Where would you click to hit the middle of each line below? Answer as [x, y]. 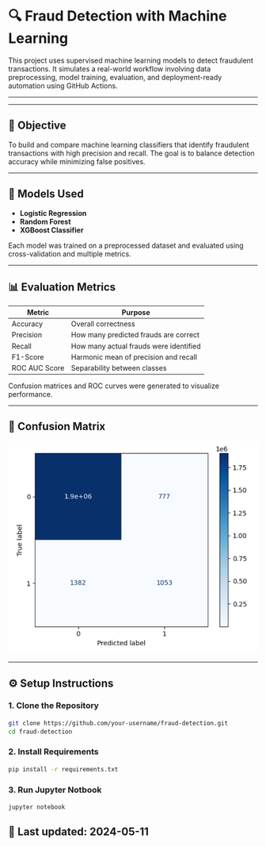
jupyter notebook [37, 807]
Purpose [136, 312]
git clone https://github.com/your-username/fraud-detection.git [118, 723]
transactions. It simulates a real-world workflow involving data [110, 68]
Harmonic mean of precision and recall [134, 357]
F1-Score [28, 357]
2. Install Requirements [53, 752]
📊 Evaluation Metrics [62, 287]
